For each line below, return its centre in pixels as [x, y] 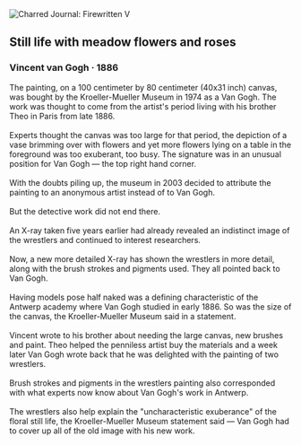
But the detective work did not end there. [85, 211]
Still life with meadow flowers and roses [123, 43]
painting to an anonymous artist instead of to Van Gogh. [112, 192]
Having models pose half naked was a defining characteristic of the [134, 297]
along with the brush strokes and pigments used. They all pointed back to [145, 268]
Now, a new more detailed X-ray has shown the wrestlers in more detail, [142, 258]
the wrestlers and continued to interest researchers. [105, 240]
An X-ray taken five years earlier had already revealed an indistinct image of [150, 230]
